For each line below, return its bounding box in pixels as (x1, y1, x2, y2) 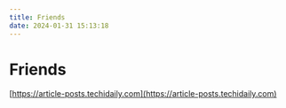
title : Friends (9, 12, 66, 22)
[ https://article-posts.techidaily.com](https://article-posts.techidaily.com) (9, 89, 277, 99)
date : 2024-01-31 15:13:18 (9, 21, 109, 30)
